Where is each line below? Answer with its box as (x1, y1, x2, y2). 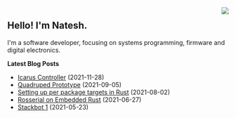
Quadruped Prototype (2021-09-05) (17, 80, 122, 88)
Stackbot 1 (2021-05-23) (17, 103, 89, 111)
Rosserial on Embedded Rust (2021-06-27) (17, 95, 142, 104)
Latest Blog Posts (7, 59, 60, 67)
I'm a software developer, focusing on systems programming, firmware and (7, 38, 225, 46)
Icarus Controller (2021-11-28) (17, 73, 105, 81)
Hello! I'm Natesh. (7, 20, 88, 32)
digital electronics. (7, 46, 61, 54)
